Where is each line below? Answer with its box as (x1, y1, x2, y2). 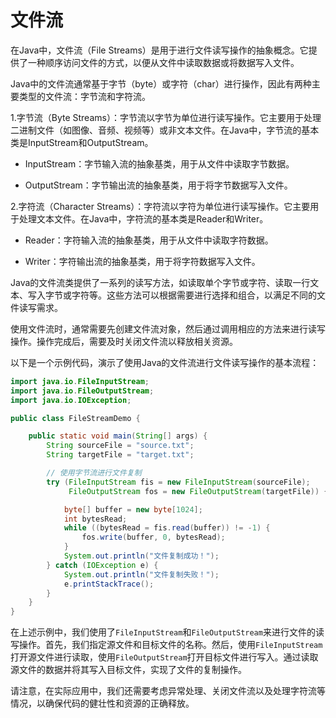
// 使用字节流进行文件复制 (46, 468, 142, 478)
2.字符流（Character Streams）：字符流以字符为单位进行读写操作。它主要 (10, 200, 311, 212)
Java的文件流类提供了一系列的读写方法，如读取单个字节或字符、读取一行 (10, 276, 311, 288)
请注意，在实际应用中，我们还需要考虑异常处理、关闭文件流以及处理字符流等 (10, 685, 326, 697)
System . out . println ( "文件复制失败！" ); (63, 569, 220, 580)
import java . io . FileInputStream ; (10, 376, 150, 386)
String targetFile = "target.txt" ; (46, 450, 195, 460)
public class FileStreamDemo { (10, 413, 141, 423)
